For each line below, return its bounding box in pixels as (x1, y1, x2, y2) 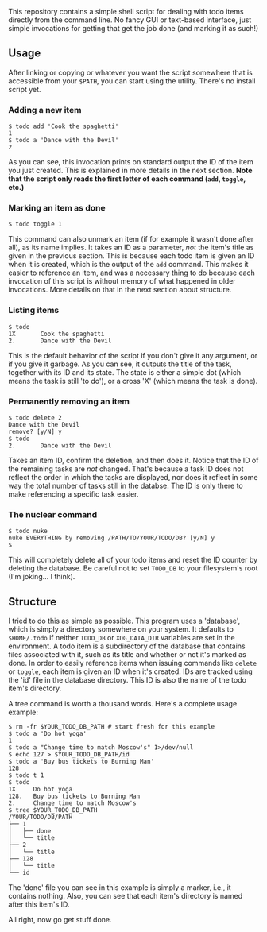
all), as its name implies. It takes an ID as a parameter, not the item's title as (8, 242, 254, 253)
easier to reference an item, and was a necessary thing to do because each (8, 268, 256, 277)
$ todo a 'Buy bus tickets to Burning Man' (8, 758, 155, 766)
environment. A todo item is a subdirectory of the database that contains (8, 641, 246, 651)
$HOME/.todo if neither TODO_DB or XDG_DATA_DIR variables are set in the (8, 633, 236, 643)
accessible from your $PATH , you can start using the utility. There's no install (8, 75, 256, 86)
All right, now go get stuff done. (8, 915, 113, 925)
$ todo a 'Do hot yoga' (8, 730, 87, 738)
